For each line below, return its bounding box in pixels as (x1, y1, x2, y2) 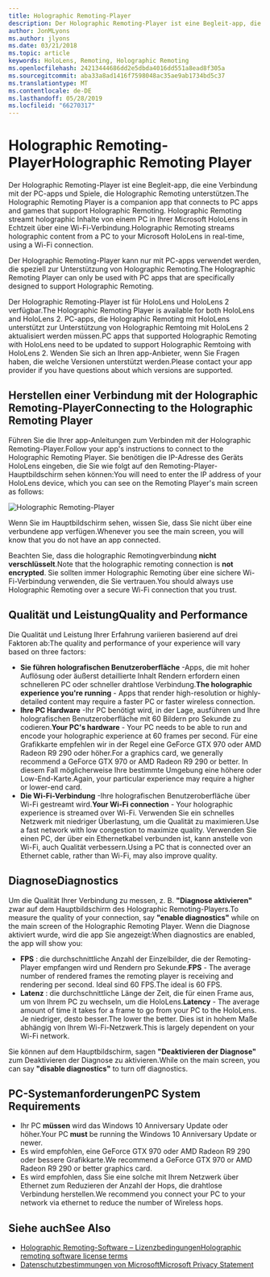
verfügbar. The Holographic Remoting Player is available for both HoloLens (8, 305, 255, 315)
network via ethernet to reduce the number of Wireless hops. (19, 1198, 223, 1208)
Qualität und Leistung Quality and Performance (8, 608, 248, 622)
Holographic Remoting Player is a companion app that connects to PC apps (8, 197, 259, 207)
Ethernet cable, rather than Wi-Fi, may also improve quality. (19, 851, 218, 860)
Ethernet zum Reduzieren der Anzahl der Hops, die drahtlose (19, 1181, 223, 1191)
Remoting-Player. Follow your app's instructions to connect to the (8, 444, 224, 454)
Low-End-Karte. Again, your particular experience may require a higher (19, 773, 255, 783)
